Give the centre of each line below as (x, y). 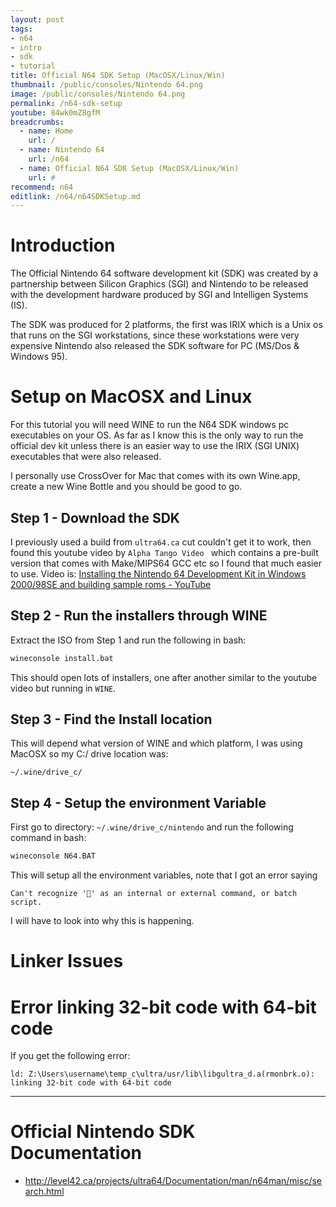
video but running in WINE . (63, 688)
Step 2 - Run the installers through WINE (139, 616)
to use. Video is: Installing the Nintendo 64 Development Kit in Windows (158, 573)
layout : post (37, 19)
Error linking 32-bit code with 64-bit (163, 1007)
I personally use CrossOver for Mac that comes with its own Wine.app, (155, 476)
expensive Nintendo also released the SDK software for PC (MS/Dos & (155, 346)
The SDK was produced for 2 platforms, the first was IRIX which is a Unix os (166, 325)
